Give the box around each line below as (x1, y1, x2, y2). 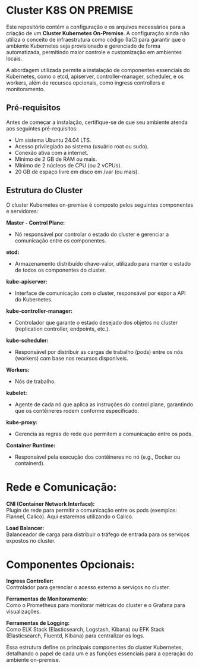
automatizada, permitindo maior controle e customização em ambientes (6, 48, 182, 55)
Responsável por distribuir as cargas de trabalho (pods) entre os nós (14, 348, 183, 355)
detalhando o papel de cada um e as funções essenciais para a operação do (6, 650, 194, 657)
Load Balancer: (6, 524, 45, 531)
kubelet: (6, 389, 27, 396)
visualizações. (6, 608, 42, 615)
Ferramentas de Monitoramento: (6, 595, 88, 602)
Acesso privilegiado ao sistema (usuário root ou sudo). (14, 142, 149, 150)
